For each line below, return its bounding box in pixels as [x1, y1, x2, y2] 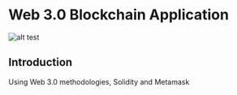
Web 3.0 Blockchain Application [8, 6, 230, 24]
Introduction [8, 56, 73, 69]
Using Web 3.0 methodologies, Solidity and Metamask [8, 76, 190, 86]
